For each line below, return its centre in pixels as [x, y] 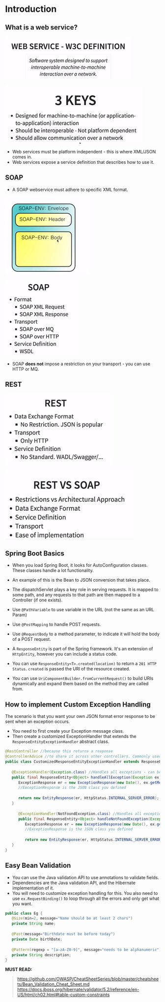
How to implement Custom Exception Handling [78, 704]
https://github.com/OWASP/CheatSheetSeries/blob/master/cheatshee [88, 979]
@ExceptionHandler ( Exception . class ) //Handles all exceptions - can [83, 772]
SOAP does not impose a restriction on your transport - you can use [81, 364]
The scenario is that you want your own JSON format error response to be [80, 716]
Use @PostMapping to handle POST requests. [56, 625]
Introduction [31, 9]
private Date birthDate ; [37, 939]
